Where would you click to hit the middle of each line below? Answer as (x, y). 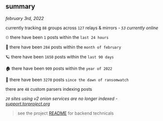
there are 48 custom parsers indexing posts (49, 89)
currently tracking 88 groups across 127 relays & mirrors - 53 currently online (82, 28)
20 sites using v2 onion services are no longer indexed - (62, 99)
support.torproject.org (28, 103)
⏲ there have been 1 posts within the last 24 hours (57, 37)
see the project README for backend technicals (65, 113)
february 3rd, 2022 (25, 18)
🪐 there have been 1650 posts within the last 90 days (60, 57)
